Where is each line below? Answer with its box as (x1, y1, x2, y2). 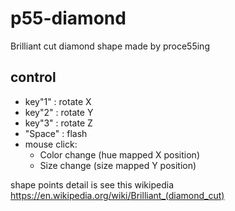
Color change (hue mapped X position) (39, 148, 200, 161)
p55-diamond (10, 7, 127, 30)
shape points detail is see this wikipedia (10, 178, 174, 191)
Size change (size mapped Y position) (39, 159, 197, 171)
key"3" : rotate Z (24, 117, 93, 129)
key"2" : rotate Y (24, 106, 94, 118)
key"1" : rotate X (24, 95, 92, 107)
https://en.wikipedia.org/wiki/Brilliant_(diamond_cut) (10, 189, 225, 201)
